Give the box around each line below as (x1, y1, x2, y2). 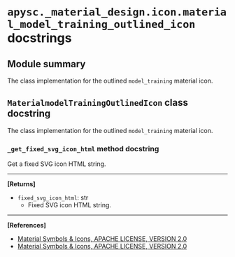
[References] (7, 221, 47, 230)
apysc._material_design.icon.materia (7, 6, 227, 19)
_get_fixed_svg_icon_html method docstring (7, 144, 159, 153)
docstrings (7, 30, 72, 46)
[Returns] (7, 180, 36, 188)
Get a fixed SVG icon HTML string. (7, 160, 106, 168)
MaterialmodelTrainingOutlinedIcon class (7, 97, 189, 109)
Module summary (7, 58, 86, 70)
